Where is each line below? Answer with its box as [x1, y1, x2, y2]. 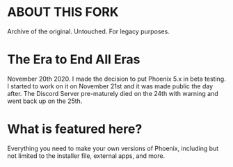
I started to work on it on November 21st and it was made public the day [7, 81, 214, 90]
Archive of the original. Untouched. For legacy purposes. [7, 27, 170, 35]
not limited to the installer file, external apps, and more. [7, 151, 166, 160]
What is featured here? [7, 121, 143, 137]
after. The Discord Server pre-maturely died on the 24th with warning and [7, 89, 219, 97]
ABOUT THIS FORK [7, 4, 119, 20]
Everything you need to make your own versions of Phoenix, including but [7, 144, 219, 152]
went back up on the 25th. [7, 97, 83, 105]
